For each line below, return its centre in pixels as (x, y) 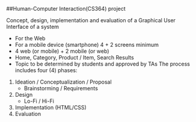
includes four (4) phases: (46, 70)
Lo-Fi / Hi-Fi (39, 101)
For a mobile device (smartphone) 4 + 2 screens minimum (87, 45)
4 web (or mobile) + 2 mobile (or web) (62, 51)
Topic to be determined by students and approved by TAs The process (103, 64)
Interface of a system (32, 27)
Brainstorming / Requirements (61, 88)
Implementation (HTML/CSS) (51, 107)
